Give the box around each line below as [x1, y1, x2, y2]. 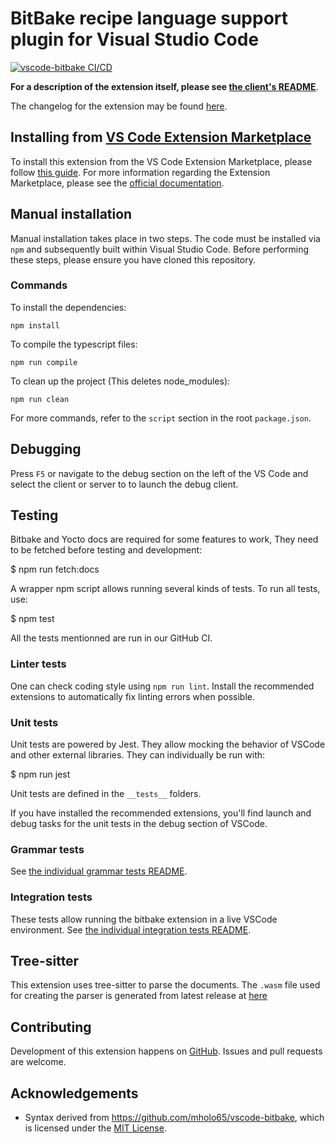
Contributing [10, 1018, 92, 1036]
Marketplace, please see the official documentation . [10, 177, 225, 189]
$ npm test [10, 613, 55, 625]
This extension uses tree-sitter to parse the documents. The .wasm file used [10, 979, 321, 991]
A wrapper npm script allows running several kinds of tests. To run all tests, [10, 583, 321, 595]
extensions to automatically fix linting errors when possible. [10, 690, 255, 702]
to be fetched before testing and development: [10, 544, 203, 556]
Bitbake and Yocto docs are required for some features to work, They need [10, 533, 319, 546]
